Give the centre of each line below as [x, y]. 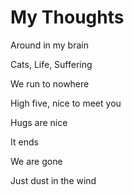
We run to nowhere [50, 83]
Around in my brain [49, 45]
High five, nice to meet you [66, 103]
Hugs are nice [39, 122]
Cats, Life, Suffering [51, 64]
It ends [24, 142]
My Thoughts [67, 17]
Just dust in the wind [53, 180]
